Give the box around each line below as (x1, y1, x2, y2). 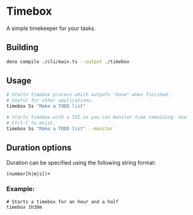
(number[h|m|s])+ (6, 170, 51, 177)
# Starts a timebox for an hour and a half (6, 198, 119, 205)
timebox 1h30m (6, 204, 43, 210)
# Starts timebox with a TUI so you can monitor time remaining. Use (6, 115, 188, 121)
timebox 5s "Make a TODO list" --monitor (6, 126, 114, 132)
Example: (6, 185, 35, 194)
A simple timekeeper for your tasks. (6, 25, 96, 32)
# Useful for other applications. (6, 97, 95, 104)
